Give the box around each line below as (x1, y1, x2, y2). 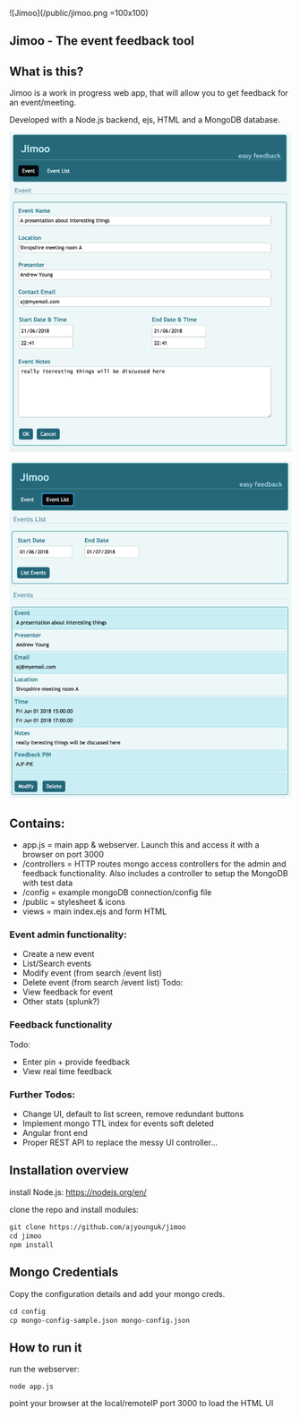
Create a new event (21, 949, 95, 960)
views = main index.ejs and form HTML (21, 906, 167, 917)
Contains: (9, 815, 65, 831)
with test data (21, 877, 73, 889)
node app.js (9, 1382, 54, 1391)
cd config (9, 1307, 47, 1316)
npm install (9, 1240, 54, 1250)
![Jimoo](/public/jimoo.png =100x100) (9, 8, 150, 18)
